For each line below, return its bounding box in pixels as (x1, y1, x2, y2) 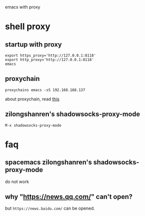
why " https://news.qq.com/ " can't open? (5, 193, 133, 201)
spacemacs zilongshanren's (5, 158, 92, 167)
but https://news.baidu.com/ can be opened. (5, 205, 95, 211)
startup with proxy (5, 40, 62, 48)
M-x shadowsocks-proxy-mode (5, 123, 62, 128)
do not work (5, 179, 29, 185)
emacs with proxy (5, 4, 41, 10)
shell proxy (5, 21, 51, 32)
